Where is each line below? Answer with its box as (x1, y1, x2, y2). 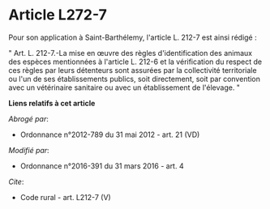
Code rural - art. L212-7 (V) (19, 192, 111, 202)
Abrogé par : (8, 113, 49, 123)
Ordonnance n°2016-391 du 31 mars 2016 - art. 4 (19, 160, 184, 171)
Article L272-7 (8, 6, 108, 24)
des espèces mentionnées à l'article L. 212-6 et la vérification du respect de (8, 57, 262, 66)
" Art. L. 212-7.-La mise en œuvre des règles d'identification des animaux (8, 48, 253, 58)
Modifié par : (8, 145, 50, 155)
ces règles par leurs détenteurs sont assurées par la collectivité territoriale (8, 65, 257, 75)
